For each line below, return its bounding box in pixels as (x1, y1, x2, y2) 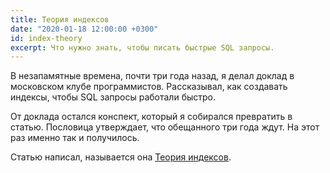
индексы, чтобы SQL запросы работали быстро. (10, 91, 216, 103)
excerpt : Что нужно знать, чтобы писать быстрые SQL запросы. (10, 42, 275, 53)
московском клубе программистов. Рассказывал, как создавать (10, 81, 288, 93)
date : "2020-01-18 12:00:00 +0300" (10, 24, 159, 34)
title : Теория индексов (10, 14, 110, 25)
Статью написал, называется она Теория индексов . (10, 151, 232, 163)
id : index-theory (10, 33, 83, 43)
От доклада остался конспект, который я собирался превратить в (10, 111, 293, 123)
